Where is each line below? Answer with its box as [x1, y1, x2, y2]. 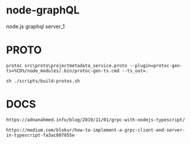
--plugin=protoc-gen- [129, 63, 183, 68]
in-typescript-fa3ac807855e [6, 132, 75, 138]
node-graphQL [6, 4, 80, 17]
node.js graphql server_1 [6, 23, 65, 30]
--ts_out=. [121, 68, 149, 74]
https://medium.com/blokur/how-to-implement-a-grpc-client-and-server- [6, 127, 185, 133]
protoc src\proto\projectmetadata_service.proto [6, 63, 128, 68]
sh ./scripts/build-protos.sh [6, 78, 81, 84]
